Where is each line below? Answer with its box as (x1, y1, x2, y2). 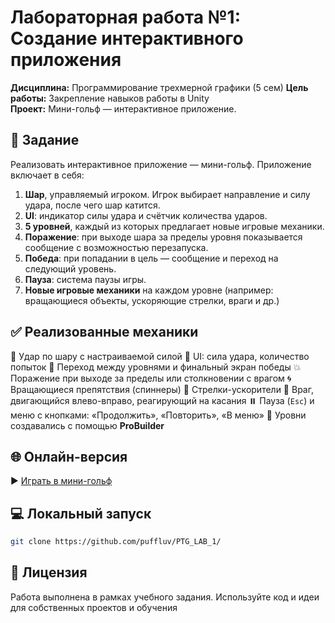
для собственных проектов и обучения (10, 601, 178, 613)
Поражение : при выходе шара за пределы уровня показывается (24, 231, 303, 243)
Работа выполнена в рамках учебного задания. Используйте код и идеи (10, 591, 320, 603)
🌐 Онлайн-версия (10, 448, 128, 465)
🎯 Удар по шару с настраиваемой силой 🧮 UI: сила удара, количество (10, 350, 310, 362)
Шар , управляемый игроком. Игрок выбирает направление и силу (24, 188, 311, 200)
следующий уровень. (24, 262, 117, 275)
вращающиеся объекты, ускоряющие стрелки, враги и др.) (24, 294, 280, 306)
